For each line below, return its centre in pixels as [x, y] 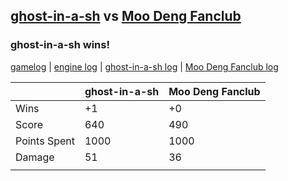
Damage [35, 157]
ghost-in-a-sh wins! [60, 45]
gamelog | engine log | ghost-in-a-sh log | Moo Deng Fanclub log [144, 66]
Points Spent [45, 141]
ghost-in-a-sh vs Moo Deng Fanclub [126, 16]
